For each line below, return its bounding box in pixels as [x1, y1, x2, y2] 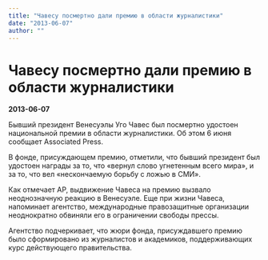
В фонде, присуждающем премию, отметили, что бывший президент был [8, 153, 261, 162]
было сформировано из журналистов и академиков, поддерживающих [8, 234, 253, 244]
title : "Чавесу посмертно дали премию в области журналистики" [8, 11, 224, 20]
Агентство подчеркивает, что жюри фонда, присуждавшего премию [8, 226, 242, 236]
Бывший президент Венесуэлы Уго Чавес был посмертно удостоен [8, 120, 238, 130]
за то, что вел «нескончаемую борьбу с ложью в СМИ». [8, 170, 202, 179]
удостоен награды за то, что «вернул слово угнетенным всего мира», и [8, 161, 254, 170]
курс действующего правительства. [8, 243, 132, 253]
